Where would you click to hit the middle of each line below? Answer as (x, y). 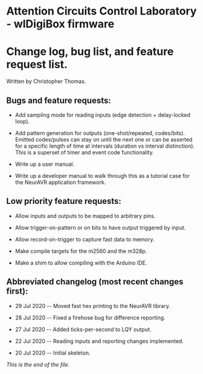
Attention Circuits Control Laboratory (101, 11)
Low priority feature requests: (64, 201)
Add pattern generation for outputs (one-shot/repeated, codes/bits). (100, 133)
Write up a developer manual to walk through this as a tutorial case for (102, 176)
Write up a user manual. (45, 164)
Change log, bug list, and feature (90, 52)
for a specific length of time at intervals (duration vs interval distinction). (105, 146)
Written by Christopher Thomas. (46, 81)
